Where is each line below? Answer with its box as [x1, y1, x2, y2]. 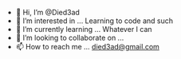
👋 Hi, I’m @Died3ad [15, 8, 80, 17]
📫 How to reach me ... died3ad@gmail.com [15, 42, 159, 51]
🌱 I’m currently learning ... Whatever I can [15, 25, 153, 33]
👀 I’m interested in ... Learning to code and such [15, 16, 174, 26]
